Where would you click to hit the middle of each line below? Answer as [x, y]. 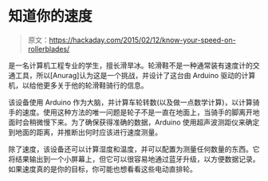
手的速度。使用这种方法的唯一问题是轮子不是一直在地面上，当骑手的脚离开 [130, 112]
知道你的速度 [51, 16]
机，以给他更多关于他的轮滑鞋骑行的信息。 [78, 85]
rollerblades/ [49, 49]
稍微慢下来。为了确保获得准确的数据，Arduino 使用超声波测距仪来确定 [144, 122]
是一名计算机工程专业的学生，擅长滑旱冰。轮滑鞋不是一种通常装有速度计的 [130, 65]
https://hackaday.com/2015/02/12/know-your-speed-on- [143, 40]
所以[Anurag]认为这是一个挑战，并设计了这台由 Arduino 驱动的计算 [146, 75]
